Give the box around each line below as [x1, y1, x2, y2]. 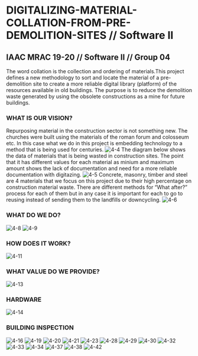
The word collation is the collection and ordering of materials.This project [6, 68, 184, 74]
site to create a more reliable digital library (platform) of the [33, 80, 177, 87]
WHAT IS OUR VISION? [6, 113, 73, 122]
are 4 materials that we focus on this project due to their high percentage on [6, 178, 192, 185]
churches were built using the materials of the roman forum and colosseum [6, 133, 189, 141]
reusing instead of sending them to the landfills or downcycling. [6, 196, 161, 204]
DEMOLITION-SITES [6, 29, 107, 42]
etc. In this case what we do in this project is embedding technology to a [6, 140, 183, 147]
